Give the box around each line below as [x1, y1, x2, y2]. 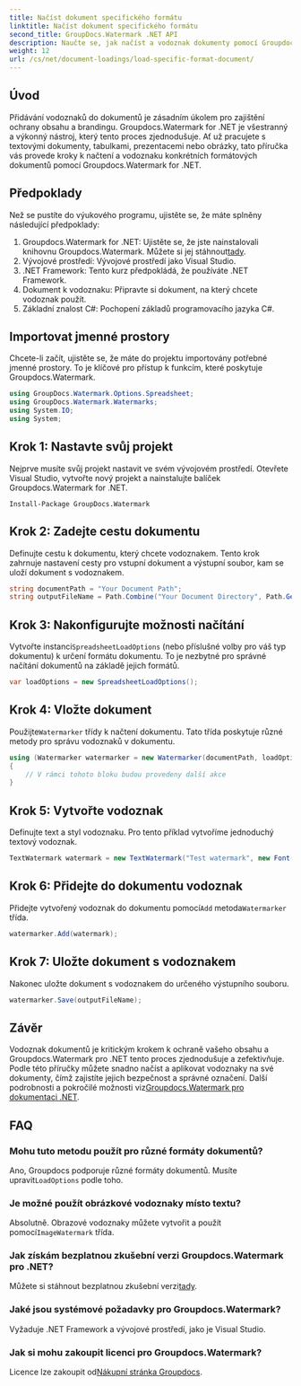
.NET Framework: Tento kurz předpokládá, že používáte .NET [21, 265, 249, 276]
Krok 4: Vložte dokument [9, 702, 152, 718]
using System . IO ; [9, 406, 74, 416]
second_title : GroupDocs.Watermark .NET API [9, 30, 178, 39]
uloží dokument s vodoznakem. [9, 566, 125, 577]
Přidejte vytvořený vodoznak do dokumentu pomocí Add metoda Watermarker [9, 902, 287, 913]
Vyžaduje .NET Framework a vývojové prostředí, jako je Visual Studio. [9, 1323, 266, 1334]
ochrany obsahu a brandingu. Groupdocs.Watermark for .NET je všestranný [9, 121, 288, 132]
